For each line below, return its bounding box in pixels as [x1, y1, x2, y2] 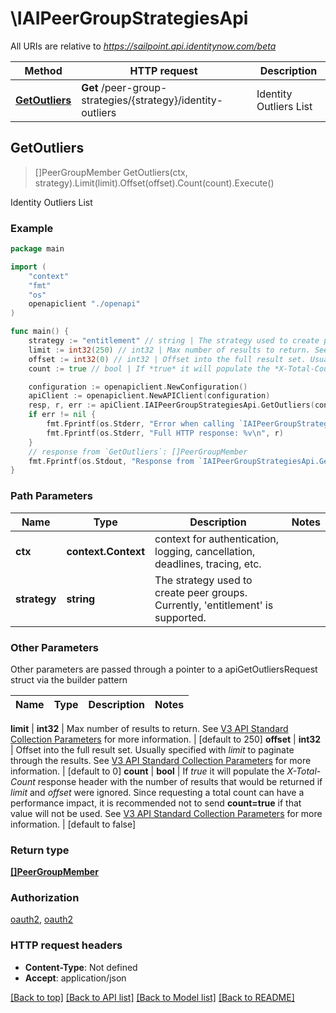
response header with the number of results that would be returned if [37, 775, 323, 787]
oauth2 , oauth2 [10, 913, 74, 926]
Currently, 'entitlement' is [154, 598, 274, 612]
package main [10, 244, 65, 254]
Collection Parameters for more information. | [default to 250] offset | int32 [10, 733, 322, 745]
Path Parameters [10, 489, 93, 503]
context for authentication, [154, 532, 279, 546]
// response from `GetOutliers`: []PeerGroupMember [28, 447, 248, 457]
